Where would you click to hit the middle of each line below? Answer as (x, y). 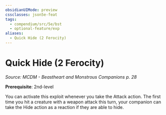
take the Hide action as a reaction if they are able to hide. (65, 107)
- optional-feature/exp (35, 29)
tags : (11, 19)
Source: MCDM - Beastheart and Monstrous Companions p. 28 (71, 77)
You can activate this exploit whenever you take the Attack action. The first (83, 96)
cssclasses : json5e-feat (31, 15)
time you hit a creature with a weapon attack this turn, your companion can (83, 102)
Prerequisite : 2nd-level (30, 87)
